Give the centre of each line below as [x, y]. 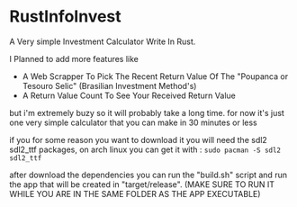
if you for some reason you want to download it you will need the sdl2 [138, 139]
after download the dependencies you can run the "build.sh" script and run [148, 175]
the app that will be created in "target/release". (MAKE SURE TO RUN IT [142, 184]
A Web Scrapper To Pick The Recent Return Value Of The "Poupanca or [155, 76]
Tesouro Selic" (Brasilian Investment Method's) [109, 85]
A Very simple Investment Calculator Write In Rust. [103, 41]
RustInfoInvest [65, 17]
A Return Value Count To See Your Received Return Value [129, 95]
